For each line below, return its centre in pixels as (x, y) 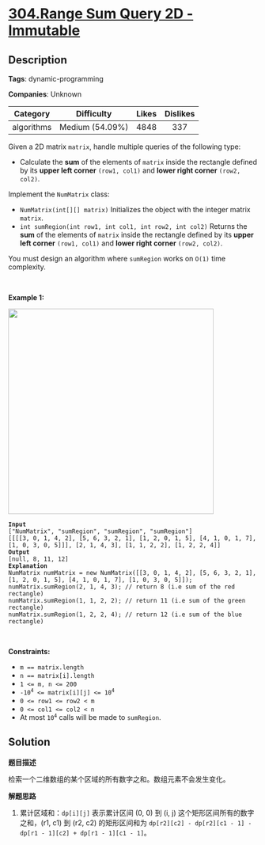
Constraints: (29, 651)
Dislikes (180, 114)
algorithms (32, 127)
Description (38, 60)
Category (32, 114)
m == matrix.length (52, 668)
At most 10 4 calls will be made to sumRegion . (90, 717)
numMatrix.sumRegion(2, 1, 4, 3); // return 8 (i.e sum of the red (122, 587)
